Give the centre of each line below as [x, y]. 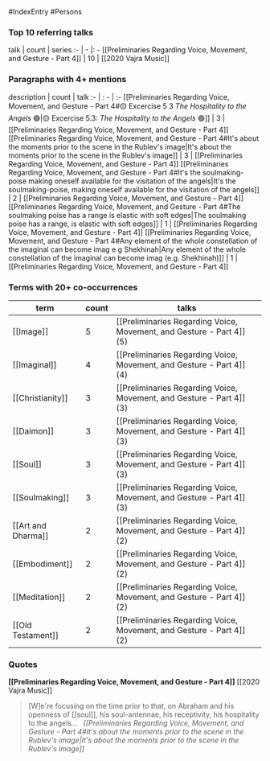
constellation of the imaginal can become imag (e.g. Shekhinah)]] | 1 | [123, 257]
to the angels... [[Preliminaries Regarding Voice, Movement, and [136, 723]
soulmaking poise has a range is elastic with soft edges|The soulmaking [127, 215]
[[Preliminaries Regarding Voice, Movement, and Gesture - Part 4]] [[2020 [134, 682]
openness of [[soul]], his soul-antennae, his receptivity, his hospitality [143, 714]
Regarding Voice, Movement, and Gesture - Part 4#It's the [104, 172]
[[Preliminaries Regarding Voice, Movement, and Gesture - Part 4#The [125, 206]
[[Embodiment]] [43, 564]
